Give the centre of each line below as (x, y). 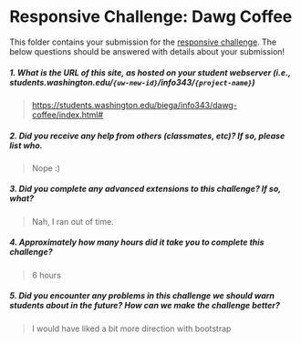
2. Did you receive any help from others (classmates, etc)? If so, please (147, 136)
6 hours (47, 275)
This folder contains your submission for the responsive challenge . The (143, 42)
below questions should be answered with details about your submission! (147, 51)
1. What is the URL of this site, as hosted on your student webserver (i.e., (150, 72)
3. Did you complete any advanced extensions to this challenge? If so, (145, 189)
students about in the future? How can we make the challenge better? (145, 306)
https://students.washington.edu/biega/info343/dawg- (134, 105)
